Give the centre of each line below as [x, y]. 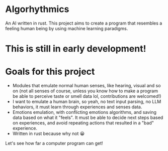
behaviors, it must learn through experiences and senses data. [77, 107]
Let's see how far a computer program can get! [54, 143]
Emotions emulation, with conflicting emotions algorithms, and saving [85, 112]
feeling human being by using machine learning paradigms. [67, 28]
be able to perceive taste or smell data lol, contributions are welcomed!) [87, 96]
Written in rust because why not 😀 [48, 133]
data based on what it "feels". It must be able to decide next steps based [88, 118]
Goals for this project [50, 72]
